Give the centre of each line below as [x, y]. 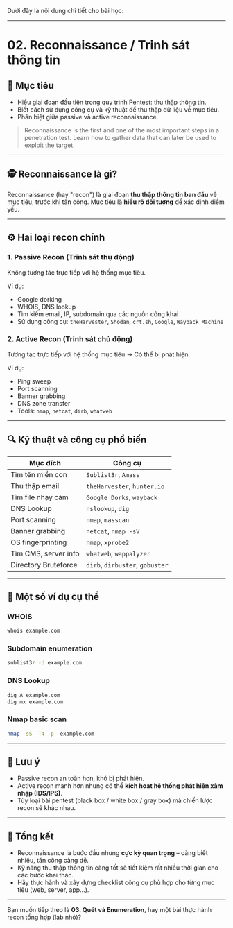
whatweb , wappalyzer [118, 553]
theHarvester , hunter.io [126, 486]
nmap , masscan [108, 519]
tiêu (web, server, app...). [53, 890]
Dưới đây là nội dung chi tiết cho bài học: [66, 11]
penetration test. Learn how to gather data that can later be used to [120, 138]
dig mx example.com [35, 702]
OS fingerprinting [39, 542]
